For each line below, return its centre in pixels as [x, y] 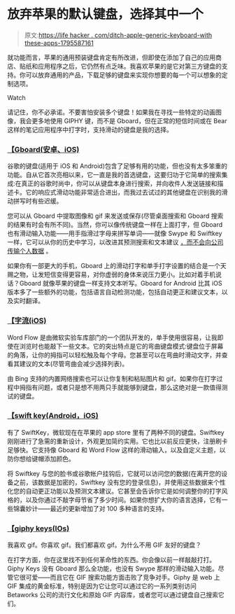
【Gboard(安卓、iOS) [43, 149]
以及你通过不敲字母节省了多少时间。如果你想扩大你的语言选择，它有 [123, 500]
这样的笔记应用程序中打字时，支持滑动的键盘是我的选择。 [90, 130]
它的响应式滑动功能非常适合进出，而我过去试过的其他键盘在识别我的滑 [127, 193]
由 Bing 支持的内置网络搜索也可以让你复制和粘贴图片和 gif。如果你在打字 [112, 378]
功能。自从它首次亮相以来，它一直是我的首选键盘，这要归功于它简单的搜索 [114, 175]
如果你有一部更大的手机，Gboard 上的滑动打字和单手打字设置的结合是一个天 [117, 266]
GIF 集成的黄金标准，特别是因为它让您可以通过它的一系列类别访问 [102, 586]
